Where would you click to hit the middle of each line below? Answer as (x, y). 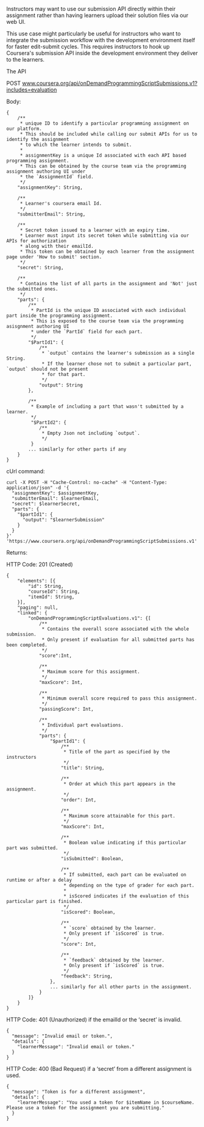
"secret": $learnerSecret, (46, 504)
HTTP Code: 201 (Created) (40, 564)
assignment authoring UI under (46, 172)
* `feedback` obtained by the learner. (114, 960)
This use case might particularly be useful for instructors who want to (93, 34)
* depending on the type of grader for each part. (129, 885)
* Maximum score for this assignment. (91, 672)
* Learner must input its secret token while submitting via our (104, 236)
